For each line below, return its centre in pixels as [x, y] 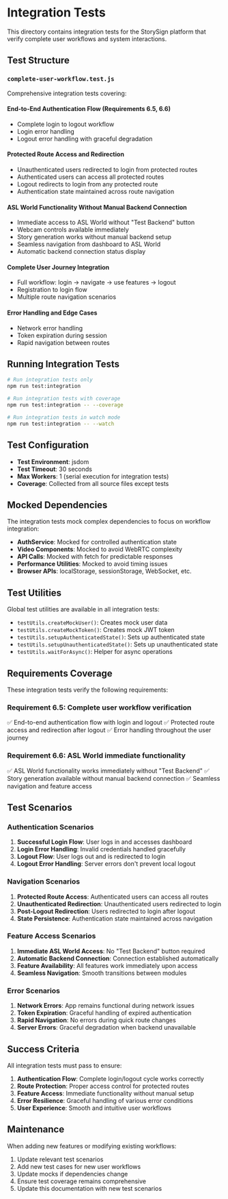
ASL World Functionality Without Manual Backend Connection [97, 207]
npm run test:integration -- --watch [61, 424]
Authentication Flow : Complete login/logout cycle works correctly [111, 1078]
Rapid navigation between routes [63, 342]
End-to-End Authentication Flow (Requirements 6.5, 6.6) [89, 109]
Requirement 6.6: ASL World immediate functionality [97, 755]
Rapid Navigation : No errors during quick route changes [96, 1020]
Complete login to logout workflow [66, 124]
